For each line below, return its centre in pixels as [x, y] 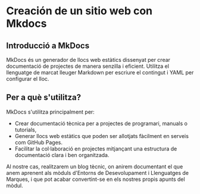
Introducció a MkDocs [48, 46]
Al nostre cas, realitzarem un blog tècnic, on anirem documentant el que [95, 166]
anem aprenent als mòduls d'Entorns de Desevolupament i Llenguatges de [98, 173]
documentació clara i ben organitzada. [62, 155]
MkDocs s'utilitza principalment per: [51, 112]
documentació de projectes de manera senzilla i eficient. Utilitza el [88, 66]
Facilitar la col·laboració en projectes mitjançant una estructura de [96, 148]
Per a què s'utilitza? [44, 97]
